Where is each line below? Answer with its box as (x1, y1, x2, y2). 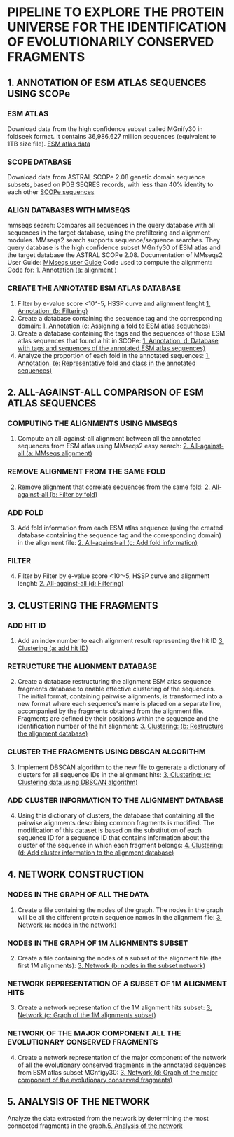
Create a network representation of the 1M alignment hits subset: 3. (17, 1003, 212, 1012)
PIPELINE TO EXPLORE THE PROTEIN (7, 4, 225, 20)
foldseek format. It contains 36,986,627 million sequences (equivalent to (7, 132, 216, 140)
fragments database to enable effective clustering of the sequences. (17, 684, 216, 694)
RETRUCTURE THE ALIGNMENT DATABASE (7, 661, 158, 671)
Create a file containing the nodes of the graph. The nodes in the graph (17, 905, 223, 914)
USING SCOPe (7, 88, 71, 99)
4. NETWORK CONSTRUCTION (7, 869, 144, 881)
